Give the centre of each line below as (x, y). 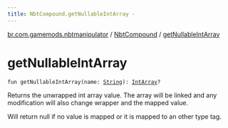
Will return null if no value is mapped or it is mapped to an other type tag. (115, 116)
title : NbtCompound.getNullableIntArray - (71, 14)
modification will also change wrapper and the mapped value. (98, 102)
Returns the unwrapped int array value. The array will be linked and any (112, 95)
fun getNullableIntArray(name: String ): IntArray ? (84, 82)
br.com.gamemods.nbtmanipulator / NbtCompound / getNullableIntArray (114, 34)
